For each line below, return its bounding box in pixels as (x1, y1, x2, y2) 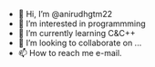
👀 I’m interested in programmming (17, 18, 146, 29)
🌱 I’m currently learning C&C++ (17, 28, 136, 38)
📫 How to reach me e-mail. (17, 48, 122, 58)
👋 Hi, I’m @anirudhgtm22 (17, 9, 112, 19)
